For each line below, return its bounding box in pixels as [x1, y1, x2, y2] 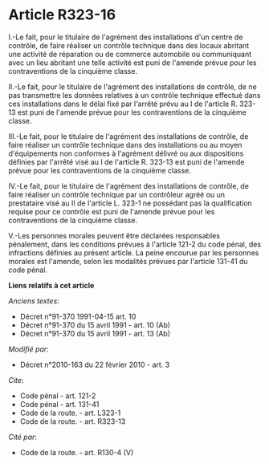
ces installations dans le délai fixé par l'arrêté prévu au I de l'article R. [8, 99, 238, 108]
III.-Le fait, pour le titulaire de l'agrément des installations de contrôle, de [8, 131, 249, 141]
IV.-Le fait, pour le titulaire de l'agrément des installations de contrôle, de [8, 181, 249, 190]
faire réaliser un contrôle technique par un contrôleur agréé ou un [8, 189, 226, 199]
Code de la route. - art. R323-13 [19, 416, 126, 426]
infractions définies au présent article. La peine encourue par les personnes [8, 247, 259, 258]
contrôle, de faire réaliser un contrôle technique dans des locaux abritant [8, 40, 250, 50]
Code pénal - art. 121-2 [19, 391, 96, 401]
